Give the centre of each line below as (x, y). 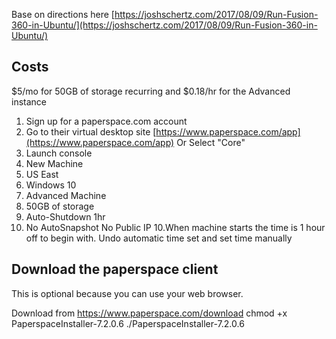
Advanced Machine (66, 195)
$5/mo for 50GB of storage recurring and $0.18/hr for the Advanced (151, 91)
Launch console (59, 153)
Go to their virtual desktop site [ (91, 131)
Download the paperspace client (115, 269)
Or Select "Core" (211, 142)
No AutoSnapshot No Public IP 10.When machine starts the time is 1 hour (175, 227)
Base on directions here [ (63, 14)
